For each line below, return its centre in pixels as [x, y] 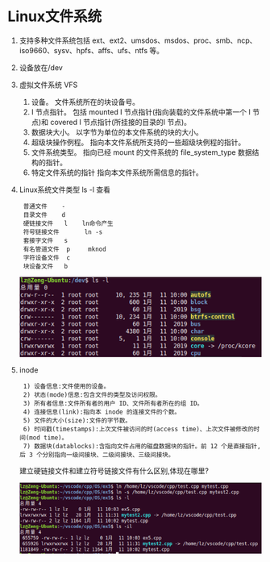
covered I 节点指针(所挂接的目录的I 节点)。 [120, 122]
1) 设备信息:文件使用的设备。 [66, 387]
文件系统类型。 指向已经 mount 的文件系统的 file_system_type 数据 [141, 152]
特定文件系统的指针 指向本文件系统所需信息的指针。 [117, 172]
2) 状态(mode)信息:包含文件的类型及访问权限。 [92, 395]
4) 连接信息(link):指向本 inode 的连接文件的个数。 [102, 412]
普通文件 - [44, 206]
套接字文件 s [46, 240]
